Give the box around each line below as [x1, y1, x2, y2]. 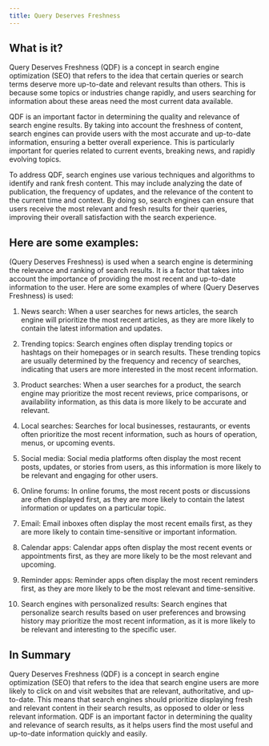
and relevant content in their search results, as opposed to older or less [9, 704, 245, 713]
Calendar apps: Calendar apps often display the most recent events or [20, 543, 253, 552]
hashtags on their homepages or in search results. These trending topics [20, 347, 261, 357]
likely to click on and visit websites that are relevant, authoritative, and [9, 686, 241, 696]
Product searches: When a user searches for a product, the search [20, 380, 241, 390]
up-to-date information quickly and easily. [9, 729, 148, 739]
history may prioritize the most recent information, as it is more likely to [20, 616, 255, 626]
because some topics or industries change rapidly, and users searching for [9, 88, 257, 98]
